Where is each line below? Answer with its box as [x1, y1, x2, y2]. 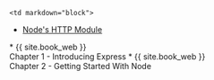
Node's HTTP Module [21, 24, 103, 35]
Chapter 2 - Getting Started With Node [9, 61, 152, 71]
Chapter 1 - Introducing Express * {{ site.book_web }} [9, 51, 206, 62]
